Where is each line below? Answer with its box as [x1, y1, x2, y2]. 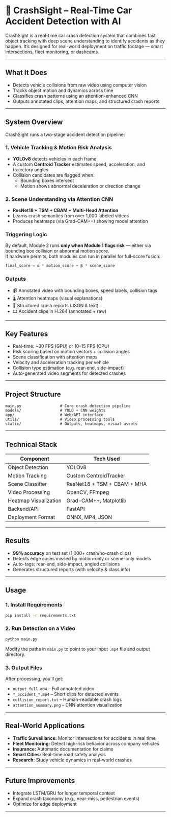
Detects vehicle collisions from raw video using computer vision [12, 82, 147, 88]
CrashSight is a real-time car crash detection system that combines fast [5, 32, 156, 38]
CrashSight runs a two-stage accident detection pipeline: [5, 131, 125, 138]
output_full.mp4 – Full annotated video [12, 685, 95, 692]
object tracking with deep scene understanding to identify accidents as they [5, 38, 165, 44]
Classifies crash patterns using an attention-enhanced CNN [12, 93, 138, 99]
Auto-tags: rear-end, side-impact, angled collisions [12, 561, 120, 567]
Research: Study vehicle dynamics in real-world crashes [12, 757, 132, 763]
